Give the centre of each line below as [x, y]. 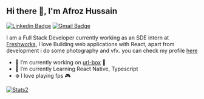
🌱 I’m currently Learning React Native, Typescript [76, 69]
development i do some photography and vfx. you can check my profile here [102, 50]
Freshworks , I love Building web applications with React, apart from [90, 44]
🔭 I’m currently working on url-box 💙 [60, 62]
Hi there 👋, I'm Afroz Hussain [62, 11]
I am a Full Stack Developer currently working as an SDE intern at [88, 38]
